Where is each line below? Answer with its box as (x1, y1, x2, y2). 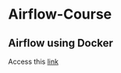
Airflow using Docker (8, 36, 113, 50)
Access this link (8, 57, 59, 66)
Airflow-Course (8, 5, 112, 23)
